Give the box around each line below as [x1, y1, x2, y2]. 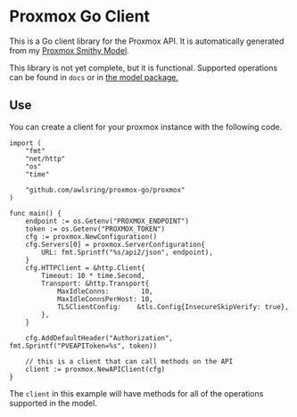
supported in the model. [9, 397, 98, 408]
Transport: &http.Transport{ [41, 279, 150, 288]
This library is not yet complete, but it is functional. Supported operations [9, 62, 278, 73]
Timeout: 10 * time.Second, [41, 271, 145, 280]
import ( [9, 138, 42, 148]
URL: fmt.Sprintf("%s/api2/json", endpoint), [41, 248, 214, 257]
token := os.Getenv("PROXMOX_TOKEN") [25, 225, 166, 233]
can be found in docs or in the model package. [9, 71, 179, 82]
